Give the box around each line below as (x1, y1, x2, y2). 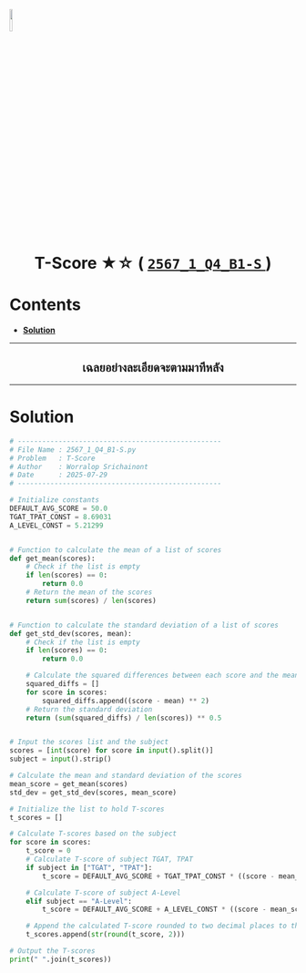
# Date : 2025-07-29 (9, 470, 107, 480)
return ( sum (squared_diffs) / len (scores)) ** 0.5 (25, 713, 222, 722)
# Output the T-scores (9, 947, 96, 956)
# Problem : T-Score (9, 454, 96, 463)
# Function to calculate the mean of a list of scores (9, 545, 222, 555)
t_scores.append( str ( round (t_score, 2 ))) (25, 930, 185, 939)
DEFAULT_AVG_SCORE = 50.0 (9, 504, 107, 513)
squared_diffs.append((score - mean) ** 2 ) (42, 696, 209, 705)
